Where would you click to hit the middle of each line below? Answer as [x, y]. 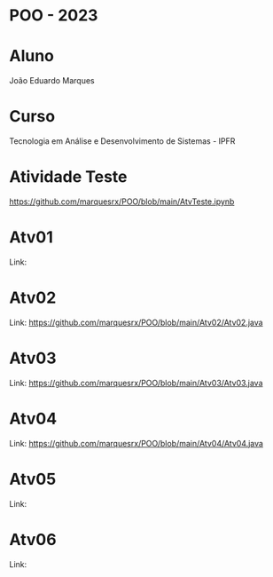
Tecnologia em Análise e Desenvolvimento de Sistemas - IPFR [122, 141]
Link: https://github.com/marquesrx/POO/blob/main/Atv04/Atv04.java [136, 443]
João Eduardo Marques [52, 81]
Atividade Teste [68, 177]
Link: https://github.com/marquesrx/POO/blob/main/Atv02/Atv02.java [136, 322]
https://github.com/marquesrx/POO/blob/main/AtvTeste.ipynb [122, 202]
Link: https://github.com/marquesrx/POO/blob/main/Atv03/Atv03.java [136, 383]
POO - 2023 [54, 16]
